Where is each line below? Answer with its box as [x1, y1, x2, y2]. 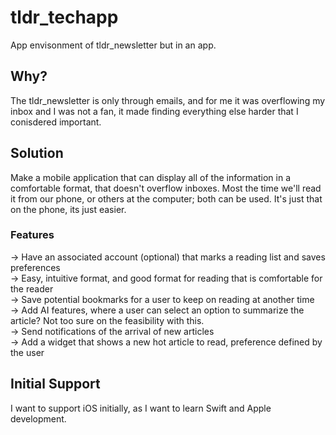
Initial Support [10, 376, 101, 393]
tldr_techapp [10, 6, 119, 29]
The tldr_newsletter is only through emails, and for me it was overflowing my [10, 94, 326, 106]
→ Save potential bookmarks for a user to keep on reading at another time [10, 293, 315, 305]
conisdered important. [10, 116, 102, 128]
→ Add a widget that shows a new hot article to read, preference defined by [10, 336, 323, 348]
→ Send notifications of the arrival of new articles [10, 325, 215, 337]
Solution [10, 145, 64, 162]
